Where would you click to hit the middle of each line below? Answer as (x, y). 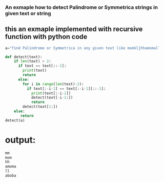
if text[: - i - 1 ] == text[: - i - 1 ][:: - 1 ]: (66, 89)
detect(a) (15, 120)
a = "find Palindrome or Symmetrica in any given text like (65, 48)
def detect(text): (24, 57)
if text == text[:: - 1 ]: (42, 66)
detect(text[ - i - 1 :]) (52, 98)
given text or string (28, 13)
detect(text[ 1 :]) (40, 107)
